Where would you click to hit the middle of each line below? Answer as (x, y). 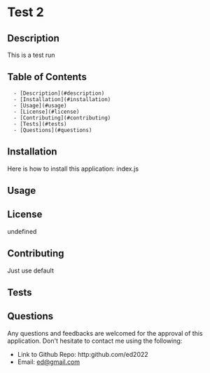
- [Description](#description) (59, 93)
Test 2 (26, 12)
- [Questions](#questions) (53, 130)
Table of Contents (47, 77)
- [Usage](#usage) (41, 105)
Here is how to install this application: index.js (73, 169)
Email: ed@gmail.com (49, 362)
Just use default (30, 270)
